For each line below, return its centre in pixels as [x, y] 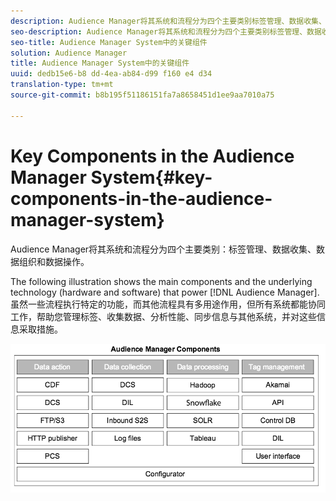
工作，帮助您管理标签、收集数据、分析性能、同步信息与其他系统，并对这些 [163, 316]
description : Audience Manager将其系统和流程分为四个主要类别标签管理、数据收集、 [168, 21]
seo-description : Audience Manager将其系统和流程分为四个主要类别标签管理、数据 [166, 31]
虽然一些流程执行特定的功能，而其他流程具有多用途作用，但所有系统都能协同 [168, 304]
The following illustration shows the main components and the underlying [161, 281]
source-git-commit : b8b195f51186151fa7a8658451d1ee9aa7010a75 [142, 95]
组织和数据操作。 [54, 261]
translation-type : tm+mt [62, 85]
